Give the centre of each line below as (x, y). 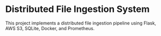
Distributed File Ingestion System (77, 9)
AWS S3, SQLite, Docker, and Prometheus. (50, 28)
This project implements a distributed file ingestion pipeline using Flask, (81, 23)
